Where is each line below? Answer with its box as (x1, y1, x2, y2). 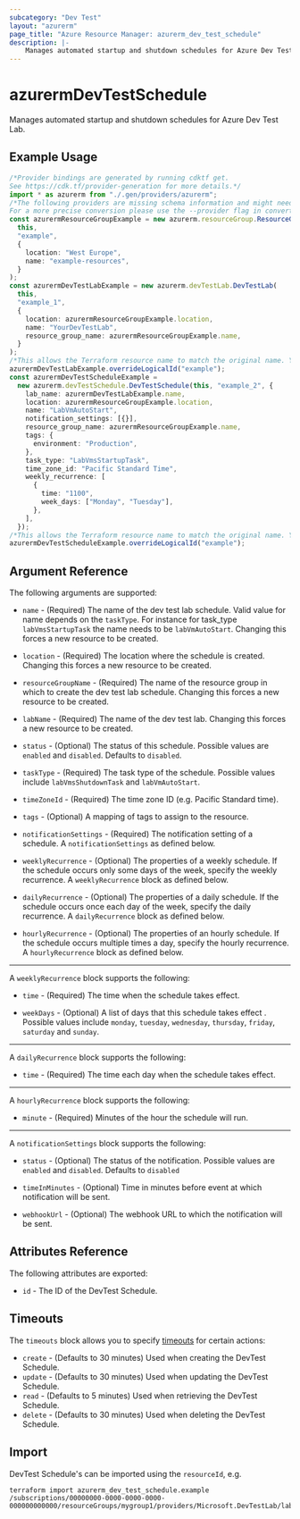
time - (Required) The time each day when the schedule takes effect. (21, 1070, 276, 1080)
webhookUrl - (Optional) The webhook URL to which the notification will (21, 1209, 283, 1220)
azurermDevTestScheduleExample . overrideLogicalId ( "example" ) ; (9, 539, 246, 548)
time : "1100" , (41, 489, 94, 499)
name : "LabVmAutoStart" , (25, 406, 118, 415)
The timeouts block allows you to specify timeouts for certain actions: (9, 1335, 266, 1346)
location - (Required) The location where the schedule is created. (21, 650, 265, 661)
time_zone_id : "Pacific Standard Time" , (25, 464, 178, 474)
